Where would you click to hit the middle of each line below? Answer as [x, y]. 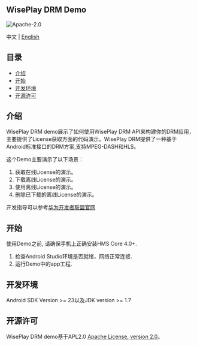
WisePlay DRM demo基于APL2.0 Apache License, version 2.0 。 [85, 336]
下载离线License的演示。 [46, 180]
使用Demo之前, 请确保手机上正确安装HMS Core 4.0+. [72, 244]
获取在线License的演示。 [46, 172]
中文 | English [23, 37]
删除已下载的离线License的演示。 [56, 195]
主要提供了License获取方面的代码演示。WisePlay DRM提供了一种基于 [92, 139]
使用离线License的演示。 [46, 187]
